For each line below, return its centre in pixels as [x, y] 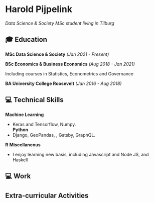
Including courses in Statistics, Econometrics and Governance [69, 73]
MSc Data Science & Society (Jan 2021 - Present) [57, 54]
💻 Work [18, 176]
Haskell [20, 160]
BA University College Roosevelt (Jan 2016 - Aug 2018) [63, 83]
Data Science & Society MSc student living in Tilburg [60, 23]
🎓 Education [26, 39]
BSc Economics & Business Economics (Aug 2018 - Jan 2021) [70, 64]
